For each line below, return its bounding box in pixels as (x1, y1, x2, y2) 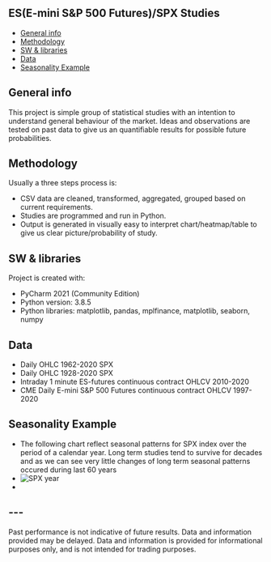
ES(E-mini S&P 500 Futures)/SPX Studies (8, 6, 220, 20)
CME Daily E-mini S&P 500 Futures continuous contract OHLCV (19, 385, 232, 395)
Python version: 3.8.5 (19, 297, 91, 307)
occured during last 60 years (19, 465, 117, 475)
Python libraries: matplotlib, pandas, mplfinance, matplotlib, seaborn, (19, 306, 251, 316)
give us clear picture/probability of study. (19, 228, 158, 238)
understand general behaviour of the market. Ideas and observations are (8, 116, 251, 126)
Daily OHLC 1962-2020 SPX (19, 360, 113, 369)
